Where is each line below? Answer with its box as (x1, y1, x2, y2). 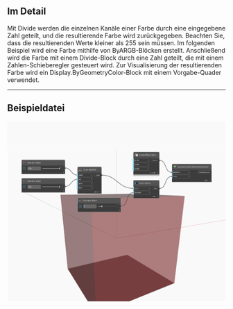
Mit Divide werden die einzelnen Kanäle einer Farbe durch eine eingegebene (7, 24, 226, 32)
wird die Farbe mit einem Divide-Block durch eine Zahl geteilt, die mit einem (7, 53, 224, 62)
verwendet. (7, 76, 40, 84)
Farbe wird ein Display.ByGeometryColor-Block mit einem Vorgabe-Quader (7, 68, 222, 76)
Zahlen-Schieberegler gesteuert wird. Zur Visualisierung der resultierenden (7, 60, 222, 69)
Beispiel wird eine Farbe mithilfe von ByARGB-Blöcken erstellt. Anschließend (7, 46, 225, 54)
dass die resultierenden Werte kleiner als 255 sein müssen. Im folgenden (7, 38, 215, 47)
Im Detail (7, 6, 46, 17)
